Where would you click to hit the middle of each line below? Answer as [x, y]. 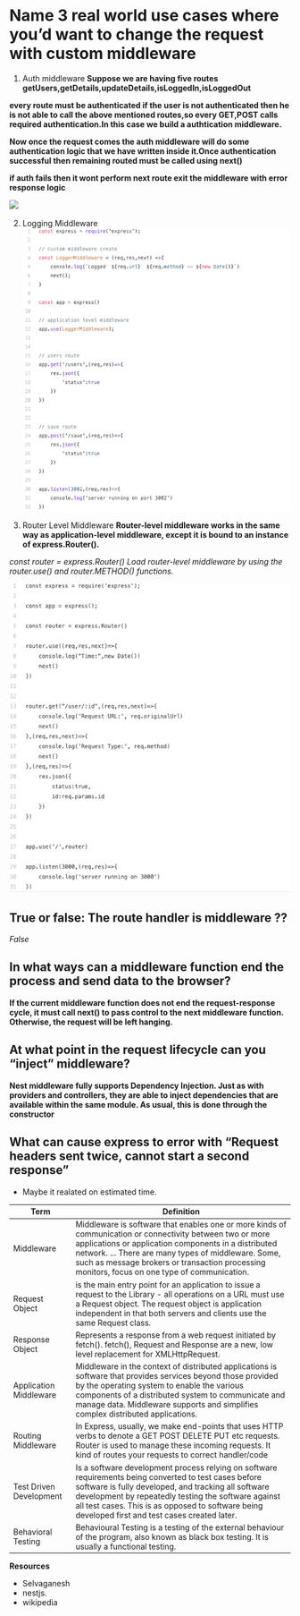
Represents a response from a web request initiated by [176, 1335]
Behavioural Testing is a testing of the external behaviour [180, 1527]
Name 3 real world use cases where [144, 16]
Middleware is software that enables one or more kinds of [181, 1225]
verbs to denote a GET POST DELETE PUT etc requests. [178, 1436]
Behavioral [33, 1532]
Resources [30, 1566]
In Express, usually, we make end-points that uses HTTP [179, 1426]
